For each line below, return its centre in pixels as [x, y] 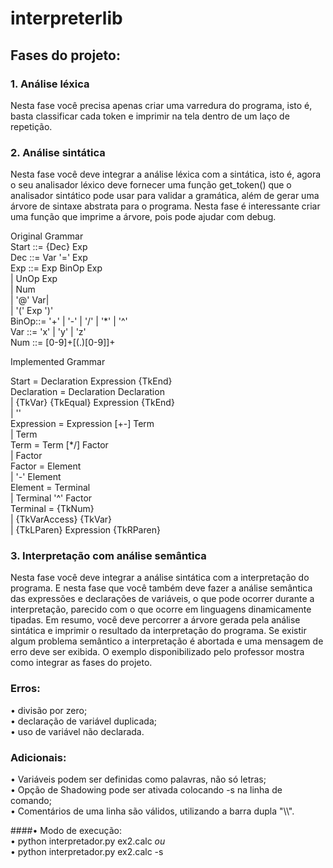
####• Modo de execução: [66, 831]
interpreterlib [66, 18]
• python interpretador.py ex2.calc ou [88, 841]
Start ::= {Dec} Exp [49, 247]
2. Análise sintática [58, 152]
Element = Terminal [50, 488]
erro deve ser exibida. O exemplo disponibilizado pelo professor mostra [157, 652]
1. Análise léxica [50, 84]
